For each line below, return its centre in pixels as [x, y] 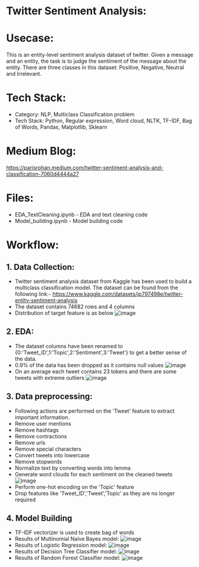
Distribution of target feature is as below [64, 313]
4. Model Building [39, 518]
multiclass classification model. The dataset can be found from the [96, 287]
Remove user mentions [43, 423]
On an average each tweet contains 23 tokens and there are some [96, 371]
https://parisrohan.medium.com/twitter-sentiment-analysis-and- [85, 168]
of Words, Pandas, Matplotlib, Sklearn [61, 127]
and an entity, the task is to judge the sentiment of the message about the [96, 61]
